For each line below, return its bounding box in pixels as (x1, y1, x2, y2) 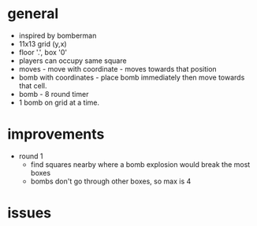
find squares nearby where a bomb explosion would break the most (30, 159, 251, 169)
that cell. (18, 80, 48, 91)
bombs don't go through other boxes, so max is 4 (30, 176, 192, 186)
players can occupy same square (18, 56, 127, 65)
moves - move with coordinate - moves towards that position (18, 64, 218, 73)
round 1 (18, 151, 43, 161)
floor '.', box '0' (18, 47, 68, 57)
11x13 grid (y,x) (18, 39, 68, 48)
